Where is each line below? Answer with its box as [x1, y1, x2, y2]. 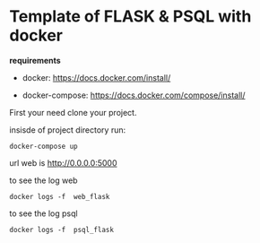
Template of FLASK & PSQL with [9, 6, 252, 27]
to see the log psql [9, 208, 78, 219]
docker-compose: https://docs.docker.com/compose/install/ [22, 90, 246, 100]
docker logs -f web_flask [9, 192, 110, 201]
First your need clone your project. [9, 107, 137, 117]
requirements [9, 55, 61, 65]
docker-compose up [9, 142, 78, 151]
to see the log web [9, 175, 78, 186]
